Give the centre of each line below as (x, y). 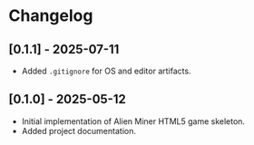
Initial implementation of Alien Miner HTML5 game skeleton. (133, 121)
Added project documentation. (79, 130)
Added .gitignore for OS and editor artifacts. (106, 71)
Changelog (51, 16)
